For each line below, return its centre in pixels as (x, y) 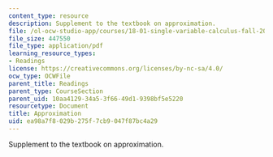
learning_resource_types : (52, 53)
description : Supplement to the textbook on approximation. (113, 23)
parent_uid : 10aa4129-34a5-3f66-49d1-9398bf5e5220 (96, 99)
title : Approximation (45, 114)
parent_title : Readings (49, 83)
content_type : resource (49, 16)
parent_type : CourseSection (56, 91)
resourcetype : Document (49, 106)
